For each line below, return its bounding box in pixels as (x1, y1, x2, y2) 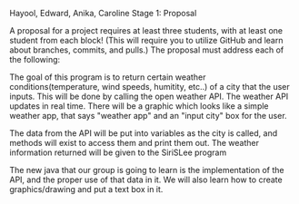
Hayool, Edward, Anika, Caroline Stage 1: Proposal (9, 8, 197, 18)
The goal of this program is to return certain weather (9, 72, 206, 83)
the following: (9, 54, 61, 64)
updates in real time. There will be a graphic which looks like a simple (9, 101, 270, 112)
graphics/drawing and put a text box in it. (9, 184, 164, 194)
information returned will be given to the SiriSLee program (9, 147, 227, 158)
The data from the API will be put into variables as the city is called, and (9, 128, 278, 139)
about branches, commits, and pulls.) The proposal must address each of (9, 44, 284, 55)
